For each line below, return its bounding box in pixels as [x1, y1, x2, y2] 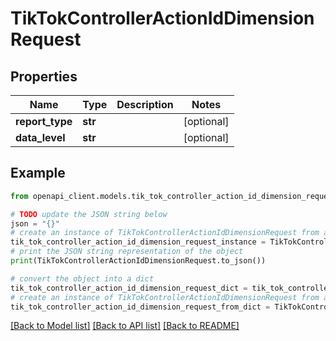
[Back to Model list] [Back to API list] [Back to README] [10, 320, 240, 332]
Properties [10, 68, 78, 85]
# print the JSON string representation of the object [10, 247, 244, 257]
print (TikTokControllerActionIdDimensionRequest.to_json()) [10, 256, 267, 266]
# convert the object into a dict [10, 273, 155, 284]
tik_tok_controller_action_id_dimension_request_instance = [10, 237, 267, 247]
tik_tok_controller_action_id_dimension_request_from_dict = [10, 302, 271, 312]
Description [116, 98, 174, 111]
